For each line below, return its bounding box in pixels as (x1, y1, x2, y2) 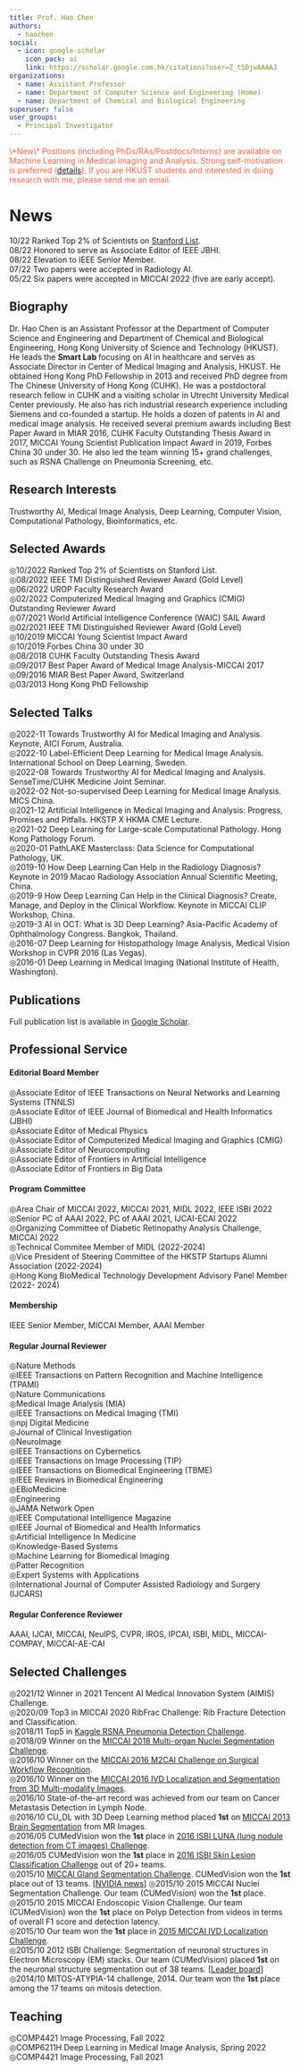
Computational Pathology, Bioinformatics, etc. (9, 516, 179, 526)
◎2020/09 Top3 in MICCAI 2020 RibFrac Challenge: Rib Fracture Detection (9, 1707, 286, 1718)
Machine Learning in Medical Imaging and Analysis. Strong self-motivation (9, 156, 283, 166)
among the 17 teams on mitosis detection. (9, 1983, 162, 1994)
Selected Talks (9, 704, 94, 720)
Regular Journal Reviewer (9, 1340, 107, 1351)
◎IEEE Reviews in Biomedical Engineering (9, 1474, 163, 1486)
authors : (9, 21, 42, 30)
